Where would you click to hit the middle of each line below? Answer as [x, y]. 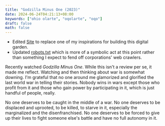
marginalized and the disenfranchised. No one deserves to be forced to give [82, 113]
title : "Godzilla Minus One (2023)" [43, 10]
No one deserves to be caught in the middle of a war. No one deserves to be [83, 102]
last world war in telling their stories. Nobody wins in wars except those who [82, 83]
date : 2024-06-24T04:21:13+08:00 [39, 14]
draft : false [18, 23]
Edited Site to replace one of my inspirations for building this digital [80, 42]
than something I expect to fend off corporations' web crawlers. [77, 57]
